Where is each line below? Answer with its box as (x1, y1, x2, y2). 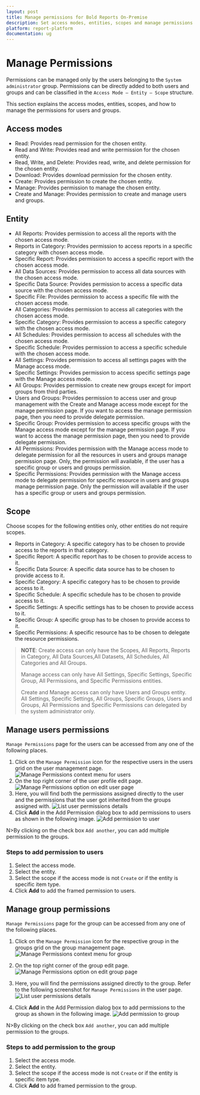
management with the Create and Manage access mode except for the (14, 400, 189, 408)
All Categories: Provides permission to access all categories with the (14, 305, 183, 313)
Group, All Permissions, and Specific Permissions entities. (20, 677, 162, 684)
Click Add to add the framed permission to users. (14, 887, 136, 894)
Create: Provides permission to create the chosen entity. (14, 177, 154, 185)
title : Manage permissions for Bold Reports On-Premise (6, 14, 148, 20)
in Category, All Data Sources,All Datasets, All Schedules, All (20, 653, 170, 660)
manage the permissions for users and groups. (6, 107, 121, 114)
